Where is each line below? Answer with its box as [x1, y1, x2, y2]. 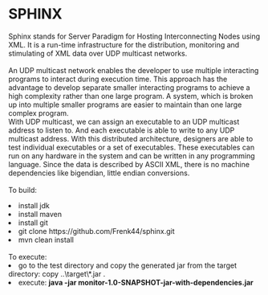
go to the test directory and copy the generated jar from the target [18, 260, 238, 270]
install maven [18, 209, 63, 219]
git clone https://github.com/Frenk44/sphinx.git [18, 226, 175, 236]
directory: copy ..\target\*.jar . [8, 268, 106, 278]
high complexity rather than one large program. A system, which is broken [8, 91, 254, 100]
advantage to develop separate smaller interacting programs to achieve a [8, 82, 250, 92]
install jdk [18, 200, 50, 210]
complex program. [8, 108, 70, 117]
